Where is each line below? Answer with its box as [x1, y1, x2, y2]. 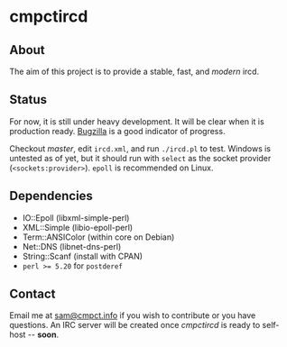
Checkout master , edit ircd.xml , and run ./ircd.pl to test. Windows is [9, 142, 271, 154]
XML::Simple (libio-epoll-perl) [22, 222, 134, 233]
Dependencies [9, 188, 93, 204]
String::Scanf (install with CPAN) [22, 251, 143, 261]
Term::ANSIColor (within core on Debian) [22, 232, 175, 242]
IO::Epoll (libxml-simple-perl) [22, 212, 130, 223]
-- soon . [27, 329, 60, 340]
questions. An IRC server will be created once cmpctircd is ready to [9, 320, 261, 331]
